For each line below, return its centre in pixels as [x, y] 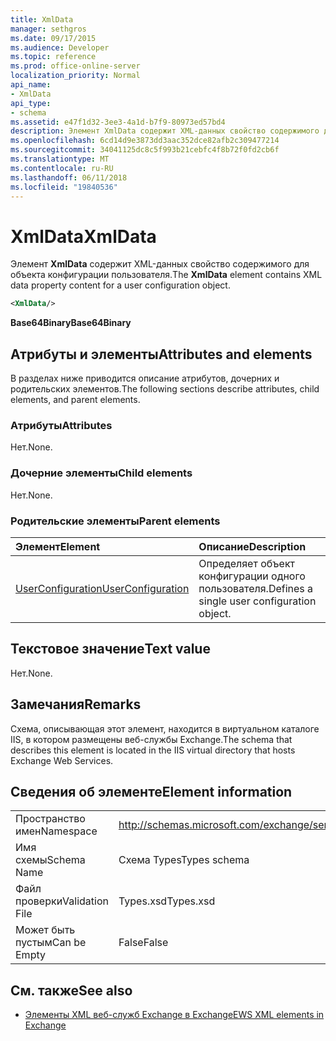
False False [143, 943]
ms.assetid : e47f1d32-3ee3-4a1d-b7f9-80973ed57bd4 [118, 122]
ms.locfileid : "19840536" [64, 187]
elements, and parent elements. [75, 399]
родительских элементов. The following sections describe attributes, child [165, 389]
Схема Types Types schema [184, 860]
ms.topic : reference [53, 57]
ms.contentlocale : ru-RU [62, 168]
